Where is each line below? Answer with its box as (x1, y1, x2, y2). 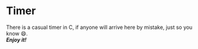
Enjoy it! (6, 36, 27, 43)
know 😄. (6, 30, 28, 37)
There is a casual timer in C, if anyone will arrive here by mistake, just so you (6, 24, 193, 31)
